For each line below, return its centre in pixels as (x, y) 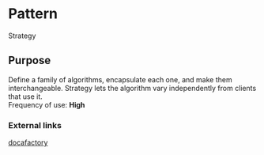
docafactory (28, 142)
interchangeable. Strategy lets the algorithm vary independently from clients (132, 88)
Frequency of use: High (47, 104)
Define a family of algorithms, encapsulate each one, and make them (120, 79)
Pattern (33, 14)
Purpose (30, 60)
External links (35, 125)
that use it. (26, 96)
